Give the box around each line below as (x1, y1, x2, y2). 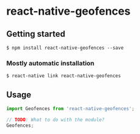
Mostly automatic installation (6, 59, 95, 67)
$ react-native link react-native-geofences (6, 73, 121, 79)
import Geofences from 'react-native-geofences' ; (6, 106, 135, 112)
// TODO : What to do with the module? (6, 116, 105, 123)
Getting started (6, 29, 66, 39)
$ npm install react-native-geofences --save (6, 45, 124, 51)
